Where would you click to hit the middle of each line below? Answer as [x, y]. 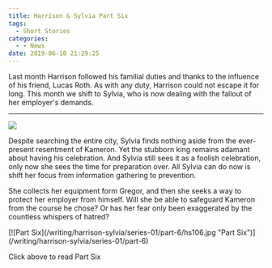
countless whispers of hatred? [59, 217]
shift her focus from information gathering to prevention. [102, 175]
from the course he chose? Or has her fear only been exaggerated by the [130, 208]
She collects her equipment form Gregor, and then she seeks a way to [125, 191]
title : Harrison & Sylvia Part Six [68, 16]
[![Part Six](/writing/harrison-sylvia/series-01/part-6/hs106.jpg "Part [122, 232]
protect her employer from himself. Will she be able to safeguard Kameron [132, 200]
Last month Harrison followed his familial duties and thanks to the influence [134, 77]
